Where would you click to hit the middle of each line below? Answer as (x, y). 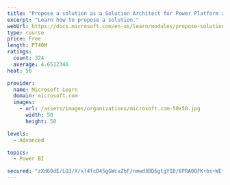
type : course (26, 33)
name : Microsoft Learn (46, 90)
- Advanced (29, 140)
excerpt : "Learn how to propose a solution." (73, 20)
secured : (20, 171)
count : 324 (29, 58)
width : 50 (39, 115)
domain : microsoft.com (46, 96)
